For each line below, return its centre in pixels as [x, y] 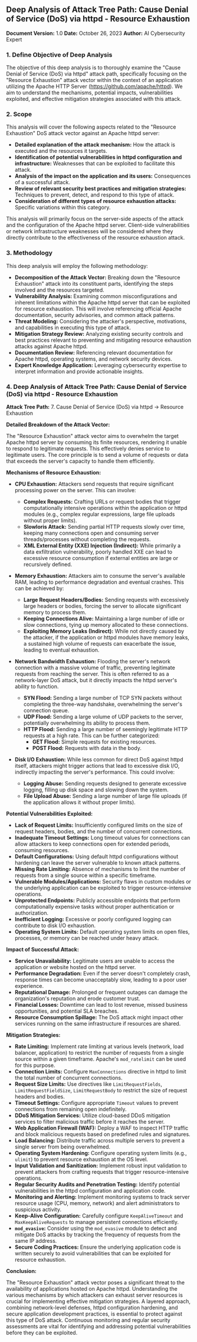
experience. [29, 986]
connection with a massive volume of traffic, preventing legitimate [95, 667]
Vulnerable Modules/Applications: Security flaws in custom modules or [103, 881]
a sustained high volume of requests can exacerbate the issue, [100, 644]
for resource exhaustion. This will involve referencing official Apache [98, 309]
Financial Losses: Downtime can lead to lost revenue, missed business [101, 1005]
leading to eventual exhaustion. [61, 650]
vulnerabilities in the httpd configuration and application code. [90, 1191]
